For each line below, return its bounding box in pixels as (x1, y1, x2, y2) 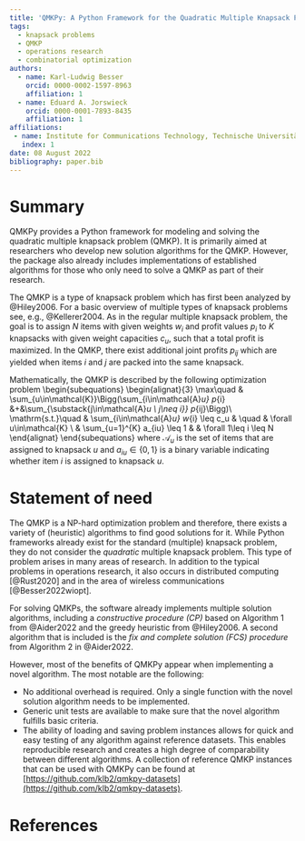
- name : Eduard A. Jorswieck (17, 97, 128, 107)
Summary (9, 196, 84, 216)
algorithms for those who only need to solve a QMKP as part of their (9, 265, 264, 275)
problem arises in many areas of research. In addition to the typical (9, 556, 261, 567)
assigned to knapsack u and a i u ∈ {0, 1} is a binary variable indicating (9, 444, 270, 457)
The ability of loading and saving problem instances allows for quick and (22, 725, 294, 736)
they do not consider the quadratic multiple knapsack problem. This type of (9, 546, 292, 557)
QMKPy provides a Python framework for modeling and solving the (9, 226, 261, 237)
